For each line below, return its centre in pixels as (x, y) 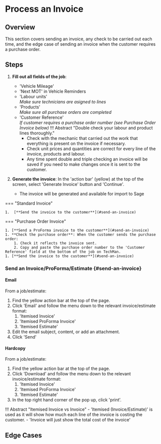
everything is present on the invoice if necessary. (76, 143)
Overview (20, 27)
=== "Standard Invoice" (29, 203)
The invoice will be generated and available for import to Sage (82, 194)
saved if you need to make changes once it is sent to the (83, 164)
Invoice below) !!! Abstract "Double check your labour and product (86, 128)
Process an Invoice (44, 9)
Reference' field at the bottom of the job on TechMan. (63, 252)
